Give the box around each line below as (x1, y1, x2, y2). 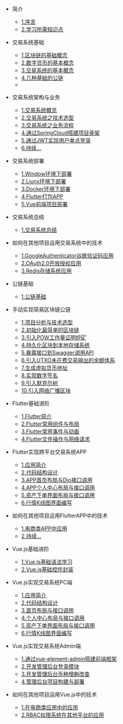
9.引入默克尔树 (21, 380, 58, 386)
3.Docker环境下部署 (21, 186, 71, 192)
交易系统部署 (12, 157, 44, 164)
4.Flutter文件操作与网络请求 (21, 435, 90, 443)
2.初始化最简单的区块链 (21, 326, 80, 334)
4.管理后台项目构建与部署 (21, 678, 85, 685)
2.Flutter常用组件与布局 (21, 420, 80, 427)
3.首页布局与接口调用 (21, 607, 74, 614)
